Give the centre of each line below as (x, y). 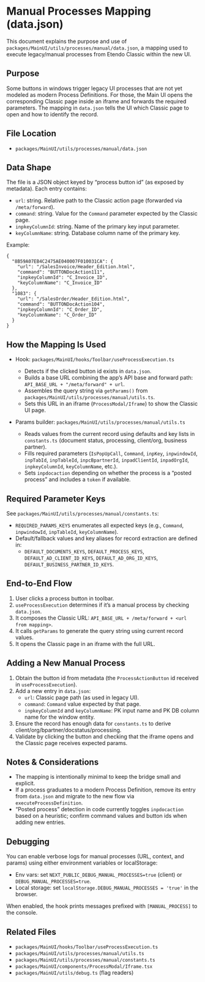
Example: (18, 245)
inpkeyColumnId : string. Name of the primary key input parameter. (97, 227)
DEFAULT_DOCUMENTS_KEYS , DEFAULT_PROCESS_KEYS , (84, 551)
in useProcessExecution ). (46, 684)
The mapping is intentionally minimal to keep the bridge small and (98, 777)
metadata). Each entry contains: (47, 189)
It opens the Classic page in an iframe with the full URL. (85, 643)
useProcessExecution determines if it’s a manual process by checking (102, 605)
